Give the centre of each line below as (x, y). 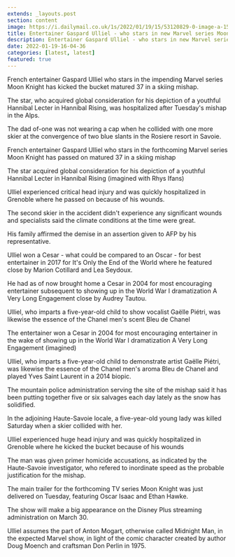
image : (17, 27)
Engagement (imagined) (42, 348)
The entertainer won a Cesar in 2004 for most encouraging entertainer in (113, 333)
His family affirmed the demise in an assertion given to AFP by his (102, 234)
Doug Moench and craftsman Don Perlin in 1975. (77, 545)
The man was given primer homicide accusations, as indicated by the (107, 460)
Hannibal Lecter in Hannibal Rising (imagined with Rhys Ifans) (96, 178)
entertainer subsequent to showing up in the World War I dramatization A (112, 291)
